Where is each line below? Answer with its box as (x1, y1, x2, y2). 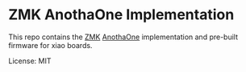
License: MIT (8, 56, 52, 66)
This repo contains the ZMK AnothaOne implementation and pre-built (8, 32, 239, 42)
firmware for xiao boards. (8, 40, 93, 50)
